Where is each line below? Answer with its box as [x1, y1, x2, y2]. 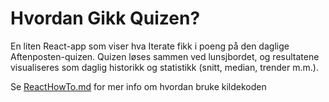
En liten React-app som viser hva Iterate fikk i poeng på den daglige [10, 40, 290, 52]
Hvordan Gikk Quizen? [10, 7, 201, 30]
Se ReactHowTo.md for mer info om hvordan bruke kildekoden [10, 80, 267, 92]
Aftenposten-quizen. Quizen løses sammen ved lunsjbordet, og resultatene [10, 50, 320, 62]
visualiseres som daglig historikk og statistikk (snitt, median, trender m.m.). [10, 61, 319, 73]
